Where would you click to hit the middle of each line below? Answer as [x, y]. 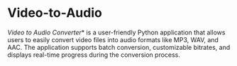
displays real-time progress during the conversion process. [94, 55]
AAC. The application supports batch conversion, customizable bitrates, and [119, 47]
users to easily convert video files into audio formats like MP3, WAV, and [113, 39]
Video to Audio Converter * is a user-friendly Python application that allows [116, 32]
